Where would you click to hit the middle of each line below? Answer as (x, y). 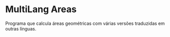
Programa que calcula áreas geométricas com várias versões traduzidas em (85, 23)
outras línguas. (21, 28)
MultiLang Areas (41, 9)
